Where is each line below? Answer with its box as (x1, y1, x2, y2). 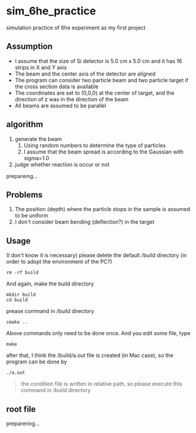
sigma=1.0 (23, 154, 50, 161)
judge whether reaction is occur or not (14, 161, 110, 168)
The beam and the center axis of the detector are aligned (14, 70, 156, 77)
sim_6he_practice (6, 4, 96, 18)
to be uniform (14, 212, 49, 219)
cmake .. (6, 319, 28, 325)
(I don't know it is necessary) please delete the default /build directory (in (6, 252, 187, 259)
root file (6, 404, 36, 414)
